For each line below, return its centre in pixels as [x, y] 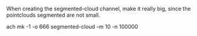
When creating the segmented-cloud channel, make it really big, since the [98, 9]
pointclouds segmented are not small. [53, 15]
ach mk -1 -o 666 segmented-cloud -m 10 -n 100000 [72, 27]
